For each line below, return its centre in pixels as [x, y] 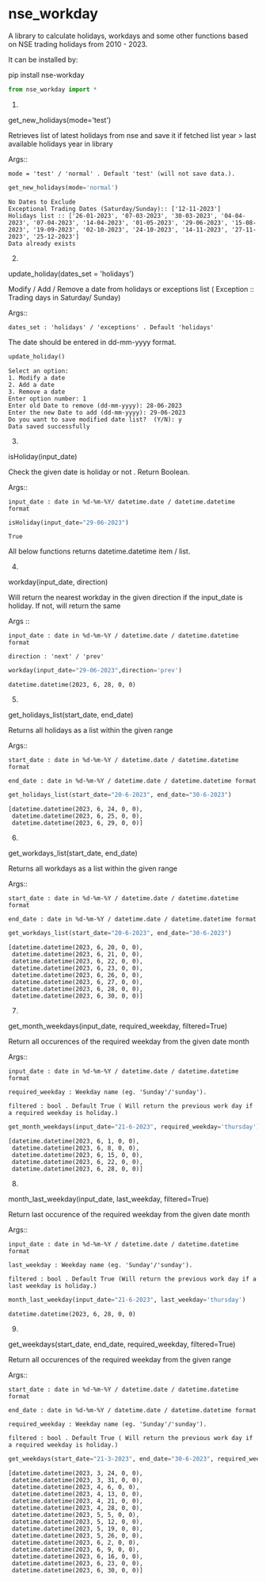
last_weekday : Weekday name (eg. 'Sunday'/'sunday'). [101, 1265]
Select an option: [38, 371]
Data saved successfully [49, 426]
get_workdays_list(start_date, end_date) [73, 853]
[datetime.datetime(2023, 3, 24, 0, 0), [76, 1473]
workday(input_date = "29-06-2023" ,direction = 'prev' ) [95, 671]
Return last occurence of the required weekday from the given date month [129, 1214]
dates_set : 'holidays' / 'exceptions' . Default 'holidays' [111, 327]
